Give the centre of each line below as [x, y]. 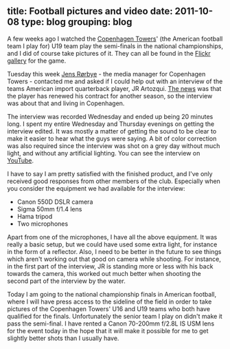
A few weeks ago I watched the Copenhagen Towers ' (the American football [115, 39]
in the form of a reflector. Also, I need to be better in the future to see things [114, 251]
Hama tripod [35, 216]
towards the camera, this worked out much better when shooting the [104, 273]
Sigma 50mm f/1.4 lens [49, 209]
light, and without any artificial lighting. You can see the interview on [104, 153]
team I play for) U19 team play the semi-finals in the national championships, [115, 46]
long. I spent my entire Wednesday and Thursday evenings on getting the [111, 124]
